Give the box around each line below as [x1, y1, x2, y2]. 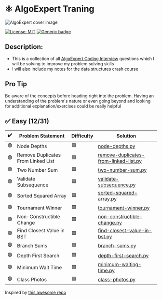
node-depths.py [98, 143, 135, 150]
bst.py [98, 233, 112, 240]
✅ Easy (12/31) [5, 117, 49, 125]
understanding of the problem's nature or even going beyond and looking [5, 98, 151, 104]
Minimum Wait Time [17, 264, 62, 271]
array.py [98, 195, 117, 202]
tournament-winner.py [98, 204, 150, 211]
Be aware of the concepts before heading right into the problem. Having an [5, 93, 154, 99]
